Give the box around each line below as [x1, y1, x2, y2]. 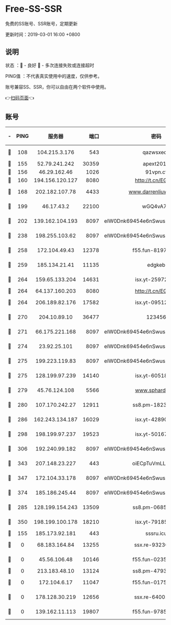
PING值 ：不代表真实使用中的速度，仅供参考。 [5, 73, 102, 79]
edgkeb [147, 261, 165, 268]
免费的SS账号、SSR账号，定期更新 [5, 20, 78, 26]
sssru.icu [145, 530, 167, 537]
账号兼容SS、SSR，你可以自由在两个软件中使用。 [5, 83, 109, 90]
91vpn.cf [145, 168, 167, 176]
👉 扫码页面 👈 [5, 95, 35, 101]
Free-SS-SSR [5, 3, 62, 15]
